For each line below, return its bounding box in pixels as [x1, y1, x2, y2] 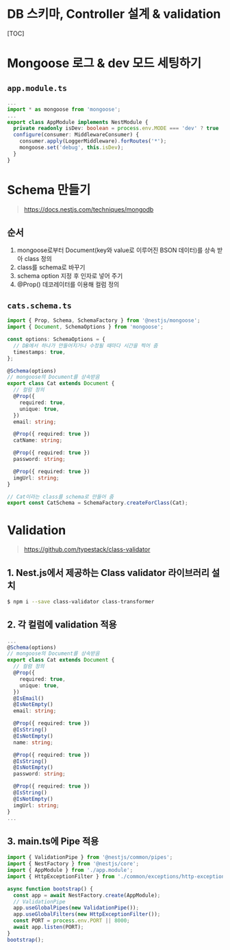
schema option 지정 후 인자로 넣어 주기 [16, 272, 123, 280]
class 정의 [24, 255, 53, 263]
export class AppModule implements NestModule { [7, 118, 149, 125]
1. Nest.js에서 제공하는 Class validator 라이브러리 [7, 566, 210, 579]
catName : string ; [13, 437, 63, 444]
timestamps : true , [13, 349, 66, 355]
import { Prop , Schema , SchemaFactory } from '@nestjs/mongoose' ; [7, 317, 201, 324]
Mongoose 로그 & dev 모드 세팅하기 [7, 55, 202, 71]
